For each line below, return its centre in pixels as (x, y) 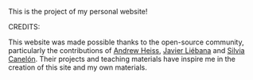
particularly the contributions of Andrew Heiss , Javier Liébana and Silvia (127, 50)
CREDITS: (24, 27)
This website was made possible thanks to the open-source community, (126, 42)
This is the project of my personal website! (78, 11)
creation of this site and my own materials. (78, 67)
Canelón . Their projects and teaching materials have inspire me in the (122, 59)
